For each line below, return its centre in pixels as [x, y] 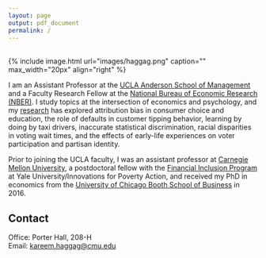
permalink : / [30, 30]
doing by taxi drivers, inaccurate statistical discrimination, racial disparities [130, 127]
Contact [28, 218]
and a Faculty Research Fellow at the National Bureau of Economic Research [133, 94]
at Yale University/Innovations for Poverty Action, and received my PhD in [128, 176]
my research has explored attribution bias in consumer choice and [116, 110]
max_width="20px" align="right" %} [67, 70]
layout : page [30, 15]
